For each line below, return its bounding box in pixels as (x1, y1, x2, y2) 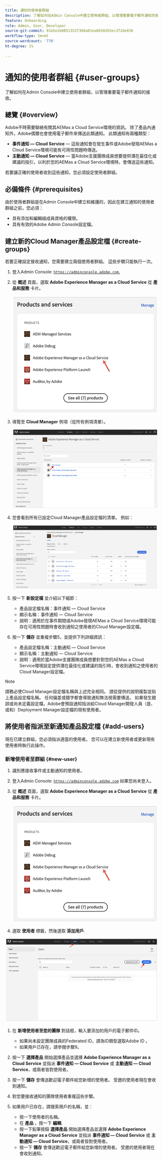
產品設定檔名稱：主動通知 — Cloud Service (19, 644, 106, 650)
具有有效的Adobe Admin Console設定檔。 (12, 221, 96, 227)
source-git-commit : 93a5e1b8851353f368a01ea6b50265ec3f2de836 (5, 28, 133, 34)
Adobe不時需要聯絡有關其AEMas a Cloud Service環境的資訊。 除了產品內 (5, 125, 151, 130)
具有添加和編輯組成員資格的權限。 (12, 216, 81, 221)
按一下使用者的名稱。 (19, 1114, 62, 1120)
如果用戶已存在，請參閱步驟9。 (19, 1044, 82, 1050)
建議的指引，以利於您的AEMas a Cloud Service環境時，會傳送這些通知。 (12, 159, 157, 165)
